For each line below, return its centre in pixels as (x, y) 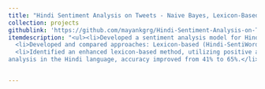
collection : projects (44, 23)
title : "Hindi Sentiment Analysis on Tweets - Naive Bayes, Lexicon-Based (134, 15)
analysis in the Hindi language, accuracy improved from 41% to (116, 60)
